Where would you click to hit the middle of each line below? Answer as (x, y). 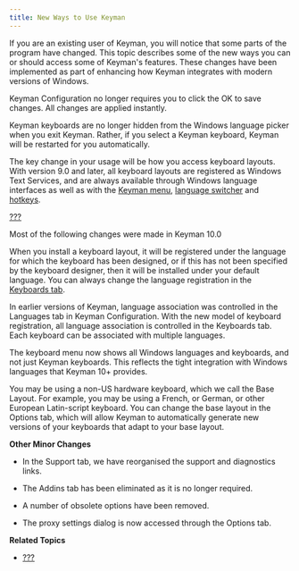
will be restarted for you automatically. (79, 144)
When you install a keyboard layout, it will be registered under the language (148, 251)
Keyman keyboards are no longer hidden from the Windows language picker (149, 125)
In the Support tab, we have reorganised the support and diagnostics (149, 461)
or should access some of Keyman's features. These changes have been (143, 62)
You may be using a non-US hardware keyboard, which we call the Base (142, 389)
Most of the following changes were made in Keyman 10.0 (116, 234)
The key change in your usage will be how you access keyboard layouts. (142, 161)
